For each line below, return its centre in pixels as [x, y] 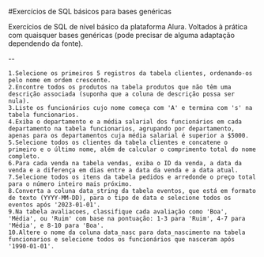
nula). [19, 101]
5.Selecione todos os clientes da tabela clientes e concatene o [118, 142]
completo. [25, 157]
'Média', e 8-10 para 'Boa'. [56, 225]
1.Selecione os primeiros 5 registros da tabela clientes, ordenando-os [130, 74]
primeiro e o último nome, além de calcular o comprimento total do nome [132, 149]
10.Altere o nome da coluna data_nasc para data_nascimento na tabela [127, 232]
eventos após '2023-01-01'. [55, 205]
